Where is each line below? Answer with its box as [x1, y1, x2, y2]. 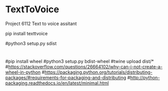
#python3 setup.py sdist [5, 40, 57, 47]
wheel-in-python [5, 69, 41, 75]
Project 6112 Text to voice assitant [5, 20, 77, 27]
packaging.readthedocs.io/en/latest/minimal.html [5, 80, 109, 86]
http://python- [130, 75, 160, 81]
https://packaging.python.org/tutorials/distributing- [44, 69, 153, 75]
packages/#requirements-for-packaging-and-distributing [5, 75, 127, 81]
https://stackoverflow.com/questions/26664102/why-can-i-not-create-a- [8, 64, 163, 70]
